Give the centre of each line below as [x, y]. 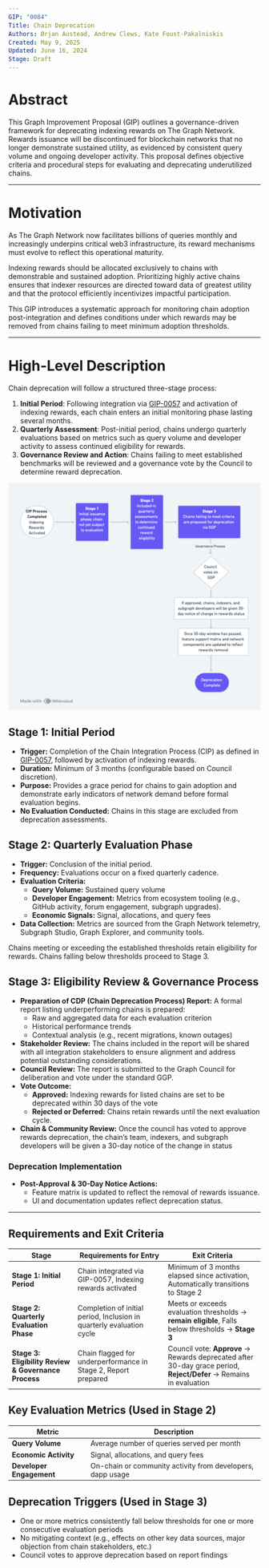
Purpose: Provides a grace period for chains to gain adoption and [128, 786]
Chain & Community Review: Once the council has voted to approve [133, 1129]
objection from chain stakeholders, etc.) [86, 1546]
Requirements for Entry [120, 1255]
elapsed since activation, [209, 1275]
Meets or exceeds [197, 1303]
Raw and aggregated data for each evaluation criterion [122, 1018]
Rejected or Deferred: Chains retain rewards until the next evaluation [146, 1112]
